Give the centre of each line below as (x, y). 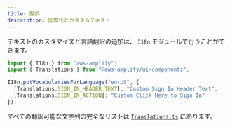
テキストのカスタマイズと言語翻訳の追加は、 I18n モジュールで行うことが (113, 41)
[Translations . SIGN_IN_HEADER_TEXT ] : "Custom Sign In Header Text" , (116, 89)
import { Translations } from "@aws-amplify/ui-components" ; (98, 70)
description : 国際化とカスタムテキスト (59, 20)
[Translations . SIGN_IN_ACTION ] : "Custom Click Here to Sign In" (109, 95)
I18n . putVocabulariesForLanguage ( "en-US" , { (73, 82)
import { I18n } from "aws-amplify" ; (62, 63)
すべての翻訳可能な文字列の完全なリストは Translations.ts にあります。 (112, 116)
